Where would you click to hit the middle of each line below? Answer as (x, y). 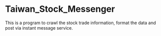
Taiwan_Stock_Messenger (60, 9)
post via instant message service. (39, 28)
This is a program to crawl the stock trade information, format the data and (80, 23)
